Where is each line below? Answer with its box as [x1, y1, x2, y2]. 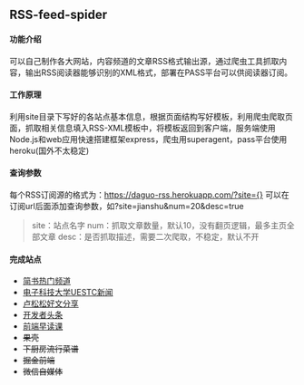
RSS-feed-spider [9, 7, 108, 23]
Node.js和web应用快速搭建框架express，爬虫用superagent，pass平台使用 [9, 133, 288, 144]
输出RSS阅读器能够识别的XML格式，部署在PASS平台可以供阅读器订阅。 [25, 67, 293, 78]
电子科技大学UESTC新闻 [22, 287, 113, 298]
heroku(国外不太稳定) [9, 145, 90, 156]
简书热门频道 [22, 275, 71, 286]
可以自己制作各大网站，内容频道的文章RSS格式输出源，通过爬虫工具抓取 [9, 55, 279, 66]
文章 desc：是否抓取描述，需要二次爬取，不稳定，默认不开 [39, 231, 260, 242]
